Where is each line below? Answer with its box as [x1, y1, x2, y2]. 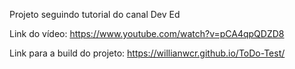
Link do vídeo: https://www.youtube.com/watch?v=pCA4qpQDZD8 [9, 28, 285, 39]
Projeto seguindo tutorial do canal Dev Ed [9, 9, 181, 20]
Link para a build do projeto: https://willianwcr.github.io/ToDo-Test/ [9, 47, 286, 59]
